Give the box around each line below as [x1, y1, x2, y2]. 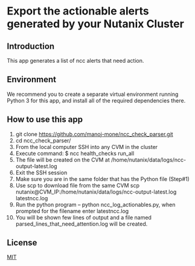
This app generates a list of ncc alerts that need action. [7, 57, 144, 64]
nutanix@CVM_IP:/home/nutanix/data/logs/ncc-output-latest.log [15, 188, 177, 195]
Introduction [7, 41, 55, 51]
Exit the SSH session [15, 169, 68, 176]
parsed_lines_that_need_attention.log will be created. [15, 220, 148, 227]
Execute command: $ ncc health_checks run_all [15, 150, 135, 157]
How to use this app [7, 115, 83, 125]
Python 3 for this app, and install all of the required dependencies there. [7, 97, 186, 104]
